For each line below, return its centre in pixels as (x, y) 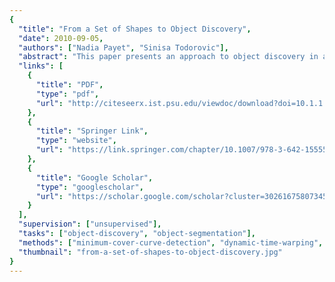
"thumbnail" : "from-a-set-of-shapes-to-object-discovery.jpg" (150, 252)
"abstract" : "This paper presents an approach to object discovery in (168, 57)
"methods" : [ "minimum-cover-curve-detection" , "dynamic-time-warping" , (171, 242)
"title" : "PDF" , (69, 85)
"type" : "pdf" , (67, 94)
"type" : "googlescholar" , (89, 187)
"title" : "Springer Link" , (92, 131)
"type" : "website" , (76, 141)
